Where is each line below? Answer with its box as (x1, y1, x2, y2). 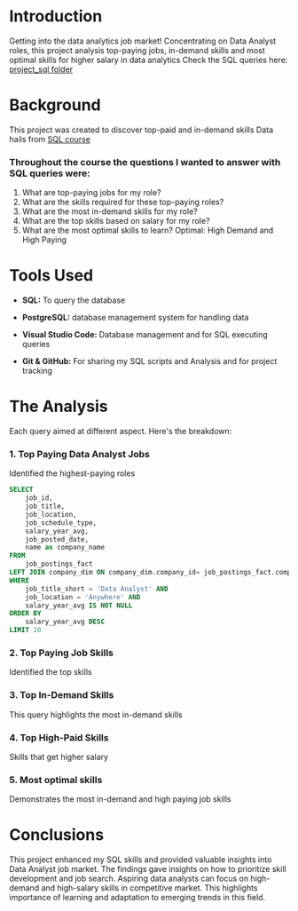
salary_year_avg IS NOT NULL (25, 601, 133, 610)
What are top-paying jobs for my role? (21, 187, 161, 198)
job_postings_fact (25, 559, 93, 569)
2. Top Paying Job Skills (9, 646, 114, 659)
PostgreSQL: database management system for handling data (21, 313, 249, 323)
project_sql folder (9, 64, 74, 75)
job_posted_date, (25, 535, 90, 543)
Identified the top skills (9, 667, 92, 677)
